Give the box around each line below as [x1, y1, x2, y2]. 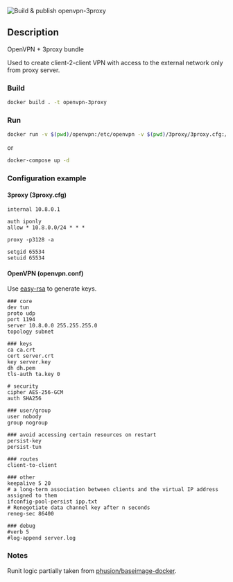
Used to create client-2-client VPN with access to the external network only [7, 58, 223, 67]
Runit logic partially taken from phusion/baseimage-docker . [7, 566, 177, 575]
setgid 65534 [7, 248, 45, 256]
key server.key [7, 359, 51, 366]
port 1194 [7, 316, 36, 323]
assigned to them [7, 493, 58, 499]
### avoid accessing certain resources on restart [7, 431, 157, 438]
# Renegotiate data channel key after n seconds [7, 504, 150, 511]
